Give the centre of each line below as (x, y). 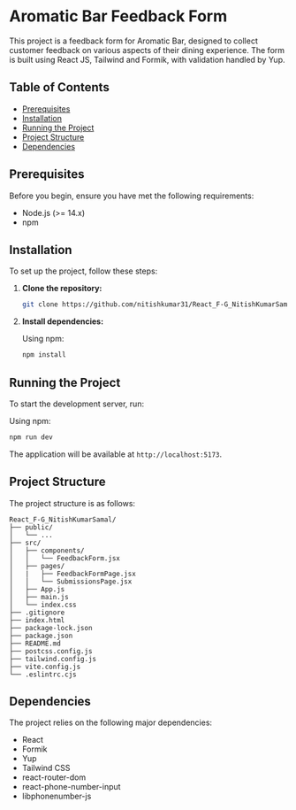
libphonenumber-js (57, 796)
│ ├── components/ (47, 551)
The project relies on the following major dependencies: (111, 722)
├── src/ (25, 543)
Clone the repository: (62, 289)
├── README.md (35, 644)
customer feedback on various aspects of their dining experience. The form (147, 50)
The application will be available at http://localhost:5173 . (116, 454)
